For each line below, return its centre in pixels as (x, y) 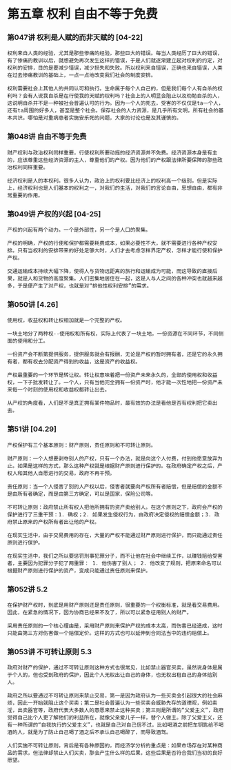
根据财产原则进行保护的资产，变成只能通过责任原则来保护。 (79, 570)
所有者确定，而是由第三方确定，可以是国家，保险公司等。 (87, 494)
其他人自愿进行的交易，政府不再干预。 (69, 473)
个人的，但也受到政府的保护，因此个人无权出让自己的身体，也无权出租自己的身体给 (112, 675)
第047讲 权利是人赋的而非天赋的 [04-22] (75, 37)
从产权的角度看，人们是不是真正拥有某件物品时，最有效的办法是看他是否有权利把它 (107, 403)
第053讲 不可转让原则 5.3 (49, 651)
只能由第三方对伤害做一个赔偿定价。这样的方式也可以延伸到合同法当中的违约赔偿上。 (110, 633)
